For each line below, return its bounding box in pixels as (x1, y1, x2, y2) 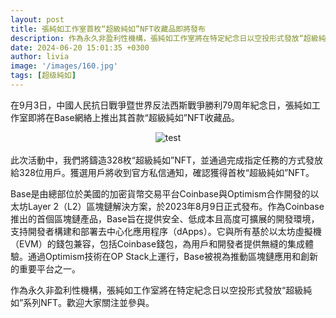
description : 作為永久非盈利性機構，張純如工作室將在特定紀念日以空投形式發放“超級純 (10, 33, 327, 43)
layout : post (10, 14, 65, 25)
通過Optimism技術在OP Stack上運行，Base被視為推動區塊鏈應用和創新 (27, 250, 318, 262)
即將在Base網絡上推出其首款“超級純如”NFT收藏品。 (27, 111, 240, 123)
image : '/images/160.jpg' (10, 61, 118, 71)
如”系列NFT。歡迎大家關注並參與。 (10, 296, 155, 308)
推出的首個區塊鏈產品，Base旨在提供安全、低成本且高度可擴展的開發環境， (10, 212, 320, 225)
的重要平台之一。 (10, 262, 81, 275)
